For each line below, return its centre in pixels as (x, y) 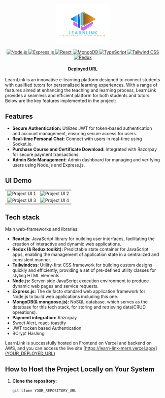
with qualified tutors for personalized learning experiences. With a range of (81, 85)
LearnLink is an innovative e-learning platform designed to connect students (82, 80)
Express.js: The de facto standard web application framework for (79, 292)
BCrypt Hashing (28, 334)
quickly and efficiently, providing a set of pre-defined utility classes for (84, 270)
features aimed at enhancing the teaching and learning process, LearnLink (81, 90)
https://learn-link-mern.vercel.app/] (121, 348)
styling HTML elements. (36, 276)
